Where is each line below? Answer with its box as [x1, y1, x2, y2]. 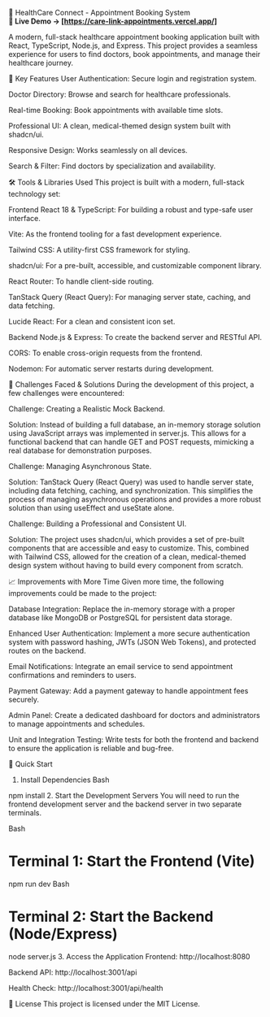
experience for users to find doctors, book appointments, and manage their [8, 50, 261, 59]
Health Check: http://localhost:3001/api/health [8, 983, 164, 993]
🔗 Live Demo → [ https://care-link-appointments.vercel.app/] [8, 16, 218, 26]
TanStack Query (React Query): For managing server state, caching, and [8, 293, 250, 302]
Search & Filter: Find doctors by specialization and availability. [8, 161, 216, 171]
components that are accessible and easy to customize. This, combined [8, 543, 250, 553]
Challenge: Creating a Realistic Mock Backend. [8, 404, 165, 414]
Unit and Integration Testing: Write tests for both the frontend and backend [8, 735, 259, 744]
